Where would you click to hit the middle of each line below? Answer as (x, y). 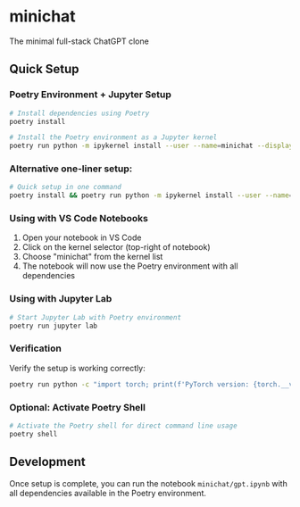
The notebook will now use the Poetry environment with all (130, 266)
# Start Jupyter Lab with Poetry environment (95, 317)
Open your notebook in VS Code (82, 237)
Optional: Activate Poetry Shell (77, 407)
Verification (36, 348)
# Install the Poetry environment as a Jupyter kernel (113, 137)
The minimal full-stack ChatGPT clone (79, 41)
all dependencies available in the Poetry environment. (108, 493)
